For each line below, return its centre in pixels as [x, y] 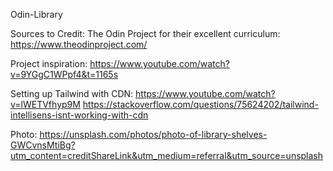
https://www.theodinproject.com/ [79, 44]
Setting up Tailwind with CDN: [72, 93]
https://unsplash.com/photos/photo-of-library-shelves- [153, 134]
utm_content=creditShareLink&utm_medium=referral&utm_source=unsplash [167, 155]
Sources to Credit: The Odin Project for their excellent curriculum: [145, 33]
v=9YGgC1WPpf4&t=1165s [64, 74]
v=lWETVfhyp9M [45, 104]
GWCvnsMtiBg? [43, 145]
